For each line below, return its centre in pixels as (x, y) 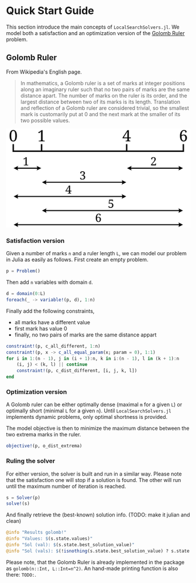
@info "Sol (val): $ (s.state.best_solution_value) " (70, 545)
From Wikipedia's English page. (44, 72)
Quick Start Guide (50, 11)
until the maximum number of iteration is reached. (66, 486)
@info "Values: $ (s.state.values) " (49, 539)
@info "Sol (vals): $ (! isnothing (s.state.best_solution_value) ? (87, 551)
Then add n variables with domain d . (50, 282)
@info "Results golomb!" (36, 533)
